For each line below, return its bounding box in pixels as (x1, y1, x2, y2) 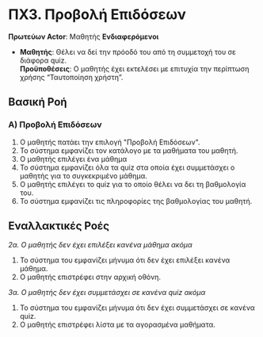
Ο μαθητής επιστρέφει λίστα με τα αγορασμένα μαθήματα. (19, 320, 216, 330)
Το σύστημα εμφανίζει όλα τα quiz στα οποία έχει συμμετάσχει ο (19, 163, 235, 172)
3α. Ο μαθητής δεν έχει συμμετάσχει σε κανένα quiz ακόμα (8, 288, 206, 297)
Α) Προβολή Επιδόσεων (8, 119, 102, 130)
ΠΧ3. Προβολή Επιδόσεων (8, 6, 186, 24)
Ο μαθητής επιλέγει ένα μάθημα (19, 154, 128, 163)
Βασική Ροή (8, 95, 67, 109)
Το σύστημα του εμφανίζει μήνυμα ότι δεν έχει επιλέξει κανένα (19, 255, 231, 265)
